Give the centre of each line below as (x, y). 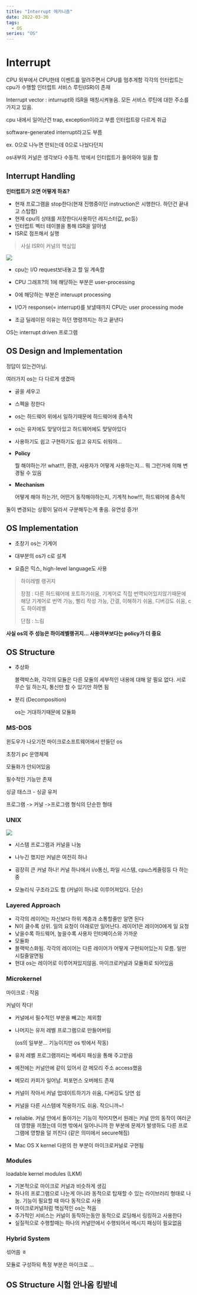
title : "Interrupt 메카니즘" (39, 12)
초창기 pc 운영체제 (27, 754)
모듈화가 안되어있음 (28, 766)
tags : (13, 22)
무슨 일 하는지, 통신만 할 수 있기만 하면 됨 (62, 687)
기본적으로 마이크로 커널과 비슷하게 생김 (60, 1186)
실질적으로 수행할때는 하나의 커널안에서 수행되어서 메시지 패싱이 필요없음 (98, 1222)
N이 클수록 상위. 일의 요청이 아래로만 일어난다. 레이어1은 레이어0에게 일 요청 (102, 926)
